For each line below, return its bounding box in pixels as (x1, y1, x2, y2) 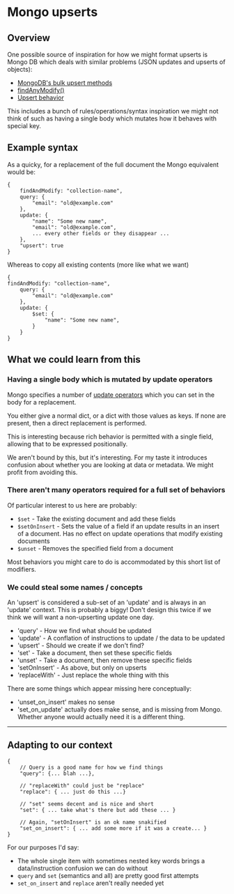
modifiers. (7, 565, 37, 573)
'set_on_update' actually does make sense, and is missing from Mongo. (17, 705, 223, 714)
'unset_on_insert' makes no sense (17, 698, 115, 707)
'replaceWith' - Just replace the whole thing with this (17, 671, 169, 680)
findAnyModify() (17, 86, 65, 94)
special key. (7, 122, 42, 130)
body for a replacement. (7, 398, 77, 406)
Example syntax (7, 142, 79, 154)
